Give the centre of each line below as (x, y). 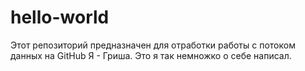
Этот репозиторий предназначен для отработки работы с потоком (153, 45)
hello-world (60, 17)
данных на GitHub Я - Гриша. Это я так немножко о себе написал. (151, 55)
